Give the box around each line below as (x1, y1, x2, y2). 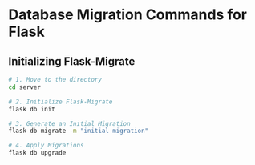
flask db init (8, 105, 56, 113)
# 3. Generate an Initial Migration (8, 119, 131, 127)
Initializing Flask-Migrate (8, 54, 136, 68)
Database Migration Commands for (8, 6, 247, 24)
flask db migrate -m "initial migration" (8, 127, 149, 135)
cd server (8, 82, 42, 91)
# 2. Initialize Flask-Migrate (8, 98, 113, 106)
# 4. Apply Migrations (8, 142, 84, 150)
